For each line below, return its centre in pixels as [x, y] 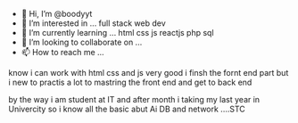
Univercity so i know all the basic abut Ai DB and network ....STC [127, 109]
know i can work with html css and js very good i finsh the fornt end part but [149, 73]
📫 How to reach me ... [62, 52]
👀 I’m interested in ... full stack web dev [93, 23]
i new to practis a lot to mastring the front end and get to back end [130, 82]
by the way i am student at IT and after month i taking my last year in [134, 99]
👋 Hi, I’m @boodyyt [57, 14]
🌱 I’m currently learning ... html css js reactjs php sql [118, 33]
